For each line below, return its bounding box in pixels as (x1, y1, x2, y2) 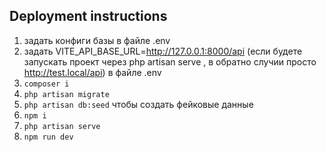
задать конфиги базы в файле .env (23, 34, 171, 46)
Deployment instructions (9, 8, 168, 25)
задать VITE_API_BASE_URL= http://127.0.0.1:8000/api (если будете (23, 45, 303, 57)
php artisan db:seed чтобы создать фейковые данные (23, 98, 254, 110)
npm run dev (23, 132, 74, 142)
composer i (23, 79, 70, 89)
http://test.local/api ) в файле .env (23, 66, 162, 78)
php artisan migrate (23, 89, 110, 99)
